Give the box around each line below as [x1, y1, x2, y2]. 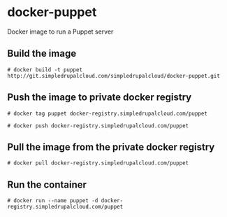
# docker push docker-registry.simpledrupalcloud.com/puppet [7, 122, 189, 129]
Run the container [7, 178, 87, 190]
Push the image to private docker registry [7, 92, 192, 104]
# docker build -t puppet [7, 66, 82, 73]
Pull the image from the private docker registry [7, 141, 215, 153]
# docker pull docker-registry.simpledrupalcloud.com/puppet [7, 160, 189, 167]
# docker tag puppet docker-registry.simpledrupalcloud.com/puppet [7, 110, 208, 117]
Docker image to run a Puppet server [7, 27, 114, 36]
